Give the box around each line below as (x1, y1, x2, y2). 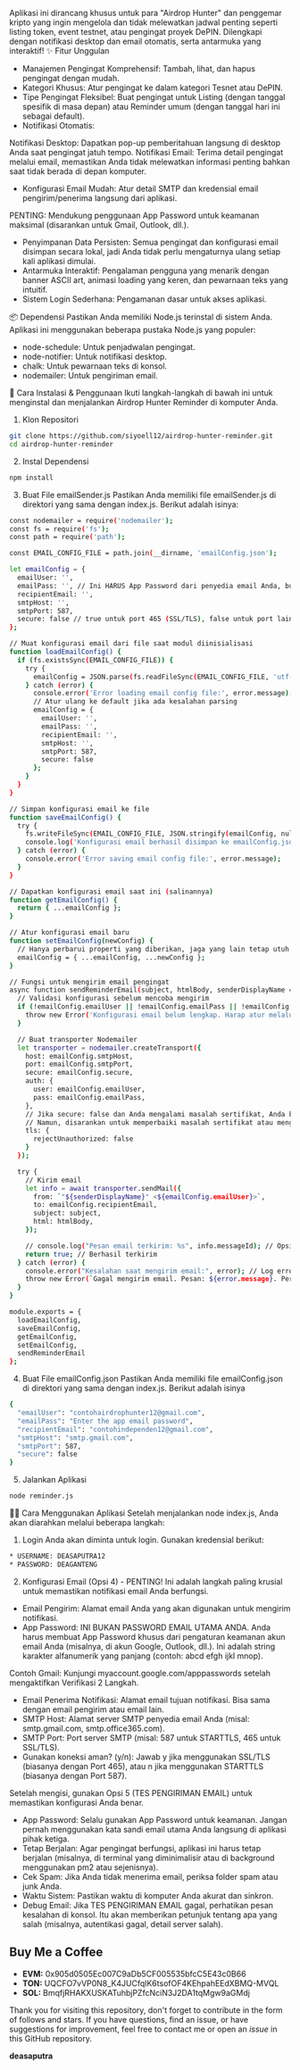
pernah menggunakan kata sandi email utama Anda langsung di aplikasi (21, 1824, 287, 1834)
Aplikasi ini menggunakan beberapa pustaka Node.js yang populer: (9, 325, 256, 335)
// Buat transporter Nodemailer (17, 1035, 138, 1043)
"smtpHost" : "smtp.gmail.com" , (17, 1433, 134, 1442)
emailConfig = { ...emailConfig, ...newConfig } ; (17, 952, 205, 962)
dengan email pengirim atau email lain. (21, 1704, 164, 1715)
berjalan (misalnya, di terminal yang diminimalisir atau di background (21, 1852, 275, 1863)
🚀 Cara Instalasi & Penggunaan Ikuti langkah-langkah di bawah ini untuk (9, 387, 274, 398)
